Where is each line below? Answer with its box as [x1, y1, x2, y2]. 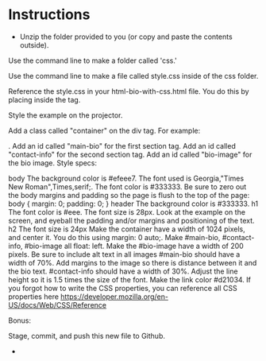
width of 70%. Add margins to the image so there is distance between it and [8, 258, 257, 267]
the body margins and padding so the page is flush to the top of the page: [8, 190, 250, 200]
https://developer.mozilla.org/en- [60, 292, 169, 301]
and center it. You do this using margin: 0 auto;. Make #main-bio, [8, 232, 221, 242]
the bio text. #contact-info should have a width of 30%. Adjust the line [8, 266, 238, 276]
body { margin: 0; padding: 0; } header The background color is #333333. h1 [8, 199, 259, 208]
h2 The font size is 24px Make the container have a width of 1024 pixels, [8, 224, 246, 234]
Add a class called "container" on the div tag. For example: [8, 126, 201, 135]
